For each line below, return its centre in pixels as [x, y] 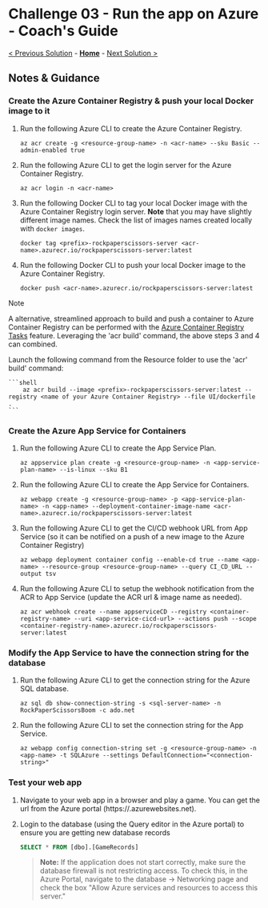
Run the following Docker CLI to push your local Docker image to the [133, 265]
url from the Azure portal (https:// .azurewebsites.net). [108, 808]
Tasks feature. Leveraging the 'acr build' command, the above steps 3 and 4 [134, 335]
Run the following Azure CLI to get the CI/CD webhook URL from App [134, 528]
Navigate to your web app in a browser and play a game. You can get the [140, 800]
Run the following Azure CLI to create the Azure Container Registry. [131, 128]
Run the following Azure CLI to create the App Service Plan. [118, 448]
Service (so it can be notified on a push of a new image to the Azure [132, 536]
